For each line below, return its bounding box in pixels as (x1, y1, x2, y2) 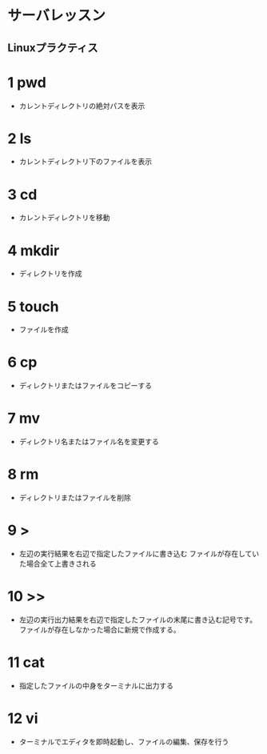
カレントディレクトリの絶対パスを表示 (18, 101, 145, 110)
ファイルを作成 (18, 325, 69, 335)
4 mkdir (7, 241, 60, 259)
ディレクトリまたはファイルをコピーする (18, 381, 153, 391)
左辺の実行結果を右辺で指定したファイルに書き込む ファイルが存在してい (18, 549, 260, 559)
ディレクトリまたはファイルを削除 (18, 493, 131, 503)
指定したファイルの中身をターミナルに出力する (18, 680, 173, 690)
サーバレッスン (7, 6, 106, 25)
